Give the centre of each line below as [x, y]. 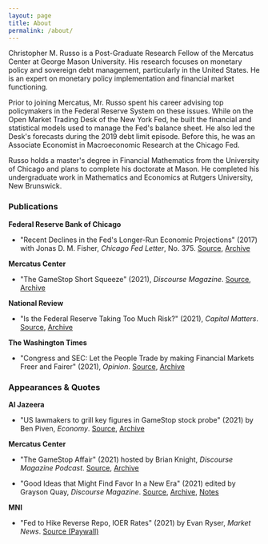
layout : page [30, 16]
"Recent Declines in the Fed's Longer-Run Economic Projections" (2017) [139, 240]
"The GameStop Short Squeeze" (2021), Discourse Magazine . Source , [136, 279]
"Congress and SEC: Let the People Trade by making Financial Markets [137, 358]
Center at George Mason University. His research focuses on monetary [125, 62]
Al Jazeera [26, 404]
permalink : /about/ [41, 30]
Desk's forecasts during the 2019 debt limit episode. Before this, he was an [132, 137]
